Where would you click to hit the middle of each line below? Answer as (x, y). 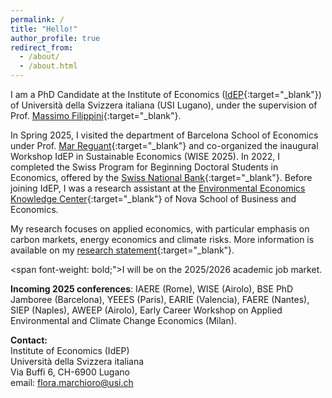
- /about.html (48, 66)
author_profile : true (55, 38)
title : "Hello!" (44, 29)
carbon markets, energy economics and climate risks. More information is (162, 239)
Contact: (29, 340)
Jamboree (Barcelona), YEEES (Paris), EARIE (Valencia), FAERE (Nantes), (160, 299)
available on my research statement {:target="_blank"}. (122, 250)
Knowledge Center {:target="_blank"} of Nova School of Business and (153, 199)
